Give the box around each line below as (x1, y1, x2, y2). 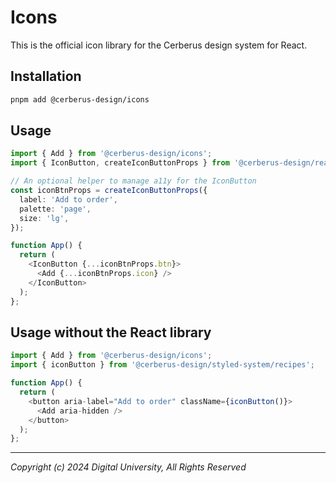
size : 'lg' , (19, 213, 70, 223)
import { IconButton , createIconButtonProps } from (10, 158, 230, 168)
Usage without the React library (10, 324, 212, 341)
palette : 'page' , (19, 204, 92, 214)
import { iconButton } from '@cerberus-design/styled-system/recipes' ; (10, 360, 315, 370)
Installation (10, 68, 82, 85)
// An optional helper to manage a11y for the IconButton (10, 176, 257, 186)
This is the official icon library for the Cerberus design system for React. (10, 39, 308, 51)
